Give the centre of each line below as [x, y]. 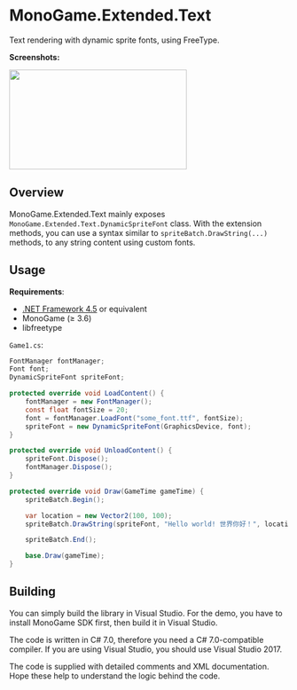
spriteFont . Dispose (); [67, 459]
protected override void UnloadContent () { [91, 451]
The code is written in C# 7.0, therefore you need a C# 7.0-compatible [137, 639]
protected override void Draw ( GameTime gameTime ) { [106, 491]
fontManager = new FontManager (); [89, 402]
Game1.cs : [27, 345]
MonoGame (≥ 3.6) [57, 318]
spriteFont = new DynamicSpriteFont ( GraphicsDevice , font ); [138, 427]
